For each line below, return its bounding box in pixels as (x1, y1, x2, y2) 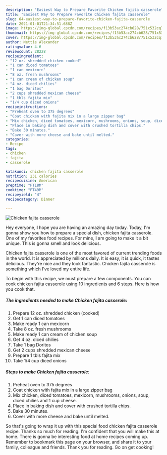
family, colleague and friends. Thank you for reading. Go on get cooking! (5, 444, 154, 450)
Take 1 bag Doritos (12, 341, 51, 347)
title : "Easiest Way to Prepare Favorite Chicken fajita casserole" (5, 12, 150, 17)
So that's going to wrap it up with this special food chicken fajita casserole (5, 423, 158, 429)
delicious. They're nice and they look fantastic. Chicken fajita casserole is (5, 260, 156, 266)
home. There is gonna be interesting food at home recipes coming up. (5, 434, 148, 440)
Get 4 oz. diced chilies (12, 337, 59, 342)
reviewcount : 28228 (5, 49, 46, 54)
